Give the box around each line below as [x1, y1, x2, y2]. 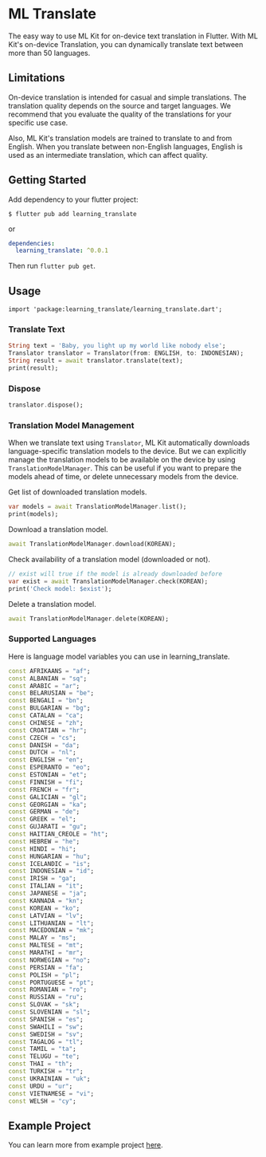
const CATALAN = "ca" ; [8, 711, 84, 720]
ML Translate [8, 5, 97, 23]
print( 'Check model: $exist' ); [8, 584, 112, 592]
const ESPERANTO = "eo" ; [8, 763, 91, 772]
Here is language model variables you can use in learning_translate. [8, 651, 230, 661]
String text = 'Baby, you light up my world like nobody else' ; [8, 342, 226, 350]
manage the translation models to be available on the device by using [8, 455, 237, 465]
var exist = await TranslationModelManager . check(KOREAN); [8, 577, 209, 585]
